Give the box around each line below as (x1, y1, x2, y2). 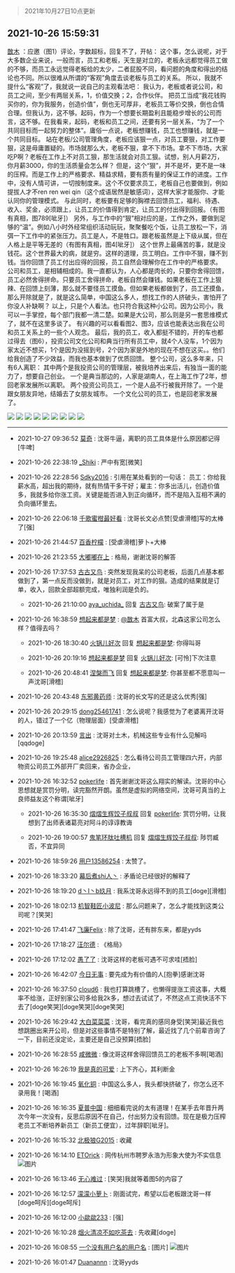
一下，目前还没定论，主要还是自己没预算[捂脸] (17, 1035, 152, 1043)
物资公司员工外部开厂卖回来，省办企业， (17, 762, 134, 770)
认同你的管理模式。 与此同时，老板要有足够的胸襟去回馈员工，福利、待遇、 (7, 196, 224, 204)
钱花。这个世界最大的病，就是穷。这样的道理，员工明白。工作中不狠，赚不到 (7, 249, 228, 257)
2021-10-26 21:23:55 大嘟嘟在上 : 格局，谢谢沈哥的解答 (17, 553, 176, 561)
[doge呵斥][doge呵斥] (17, 1198, 81, 1206)
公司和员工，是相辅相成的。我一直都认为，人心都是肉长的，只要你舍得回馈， (7, 266, 228, 275)
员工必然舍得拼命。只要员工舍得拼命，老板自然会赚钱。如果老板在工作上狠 (7, 275, 222, 284)
